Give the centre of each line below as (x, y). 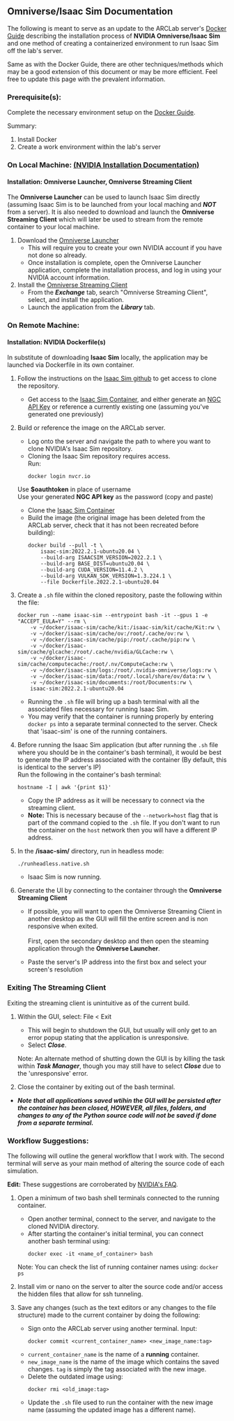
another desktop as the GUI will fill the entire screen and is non (118, 919)
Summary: (22, 126)
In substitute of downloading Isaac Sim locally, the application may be (108, 358)
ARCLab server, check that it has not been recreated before (113, 525)
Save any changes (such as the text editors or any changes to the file (117, 1307)
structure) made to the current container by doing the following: (109, 1315)
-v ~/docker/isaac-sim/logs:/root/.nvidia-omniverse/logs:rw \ (124, 670)
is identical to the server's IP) (59, 767)
